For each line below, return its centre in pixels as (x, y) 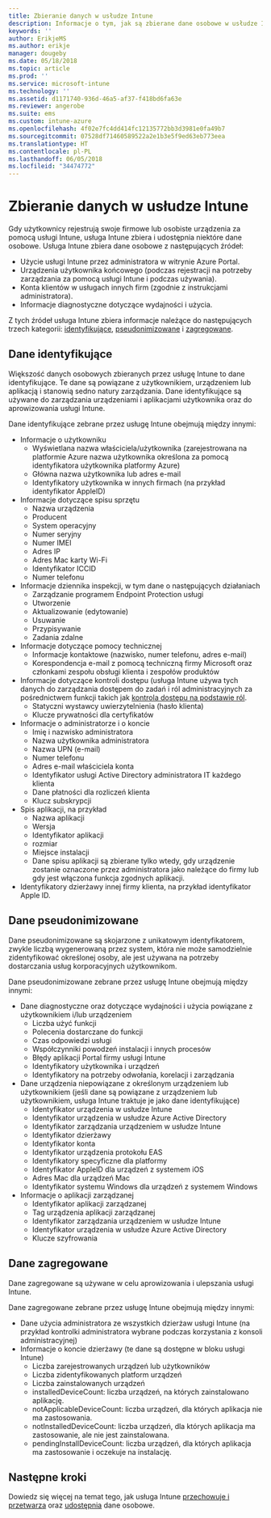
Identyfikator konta (63, 1143)
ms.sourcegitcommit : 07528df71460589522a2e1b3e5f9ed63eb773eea (117, 136)
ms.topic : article (39, 69)
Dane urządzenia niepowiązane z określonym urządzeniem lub (124, 1083)
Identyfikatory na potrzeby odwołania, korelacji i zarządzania (133, 1075)
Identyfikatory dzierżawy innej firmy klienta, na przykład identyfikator (135, 886)
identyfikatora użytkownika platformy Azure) (106, 465)
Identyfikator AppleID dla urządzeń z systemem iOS (118, 1169)
